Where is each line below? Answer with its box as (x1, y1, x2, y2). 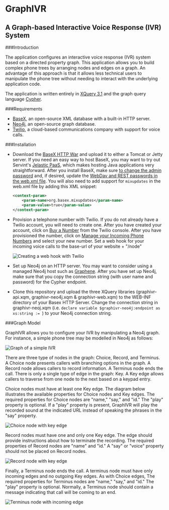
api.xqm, (12, 294, 31, 300)
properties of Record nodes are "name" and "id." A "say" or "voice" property (5, 442, 164, 449)
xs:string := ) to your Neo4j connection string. (12, 310, 112, 316)
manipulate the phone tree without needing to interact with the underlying (5, 76, 158, 81)
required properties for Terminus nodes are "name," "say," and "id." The (5, 478, 154, 484)
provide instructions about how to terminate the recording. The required (5, 437, 154, 443)
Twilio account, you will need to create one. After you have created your (12, 221, 162, 228)
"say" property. (5, 412, 37, 419)
